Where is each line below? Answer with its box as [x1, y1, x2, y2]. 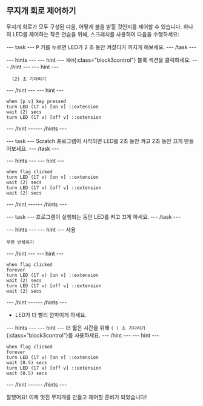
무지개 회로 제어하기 [6, 5, 76, 16]
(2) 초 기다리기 [12, 76, 47, 82]
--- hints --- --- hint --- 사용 [6, 226, 76, 233]
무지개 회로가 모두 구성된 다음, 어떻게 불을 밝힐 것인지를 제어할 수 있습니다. [6, 23, 182, 30]
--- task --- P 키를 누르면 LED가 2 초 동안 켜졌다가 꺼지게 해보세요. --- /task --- [6, 43, 197, 50]
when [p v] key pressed [6, 98, 67, 104]
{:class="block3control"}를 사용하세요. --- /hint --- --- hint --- [6, 331, 159, 339]
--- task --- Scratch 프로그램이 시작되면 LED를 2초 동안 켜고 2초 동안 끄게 [6, 137, 183, 144]
